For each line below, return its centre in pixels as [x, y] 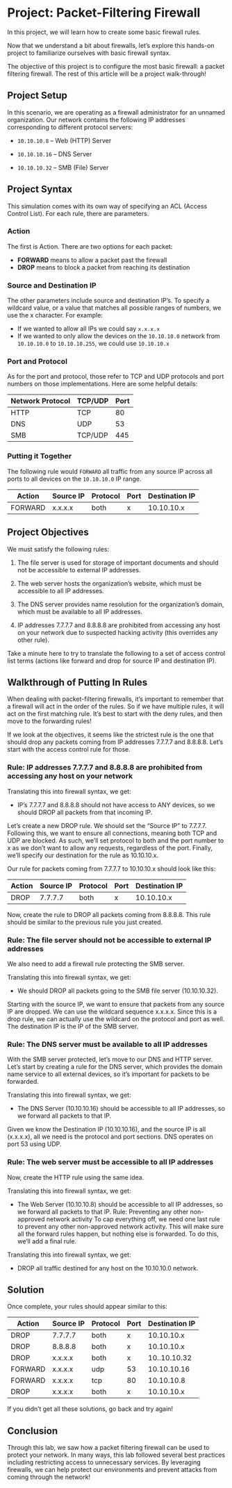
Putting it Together [40, 456]
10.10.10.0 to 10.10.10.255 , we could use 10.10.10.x [93, 344]
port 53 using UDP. [34, 1144]
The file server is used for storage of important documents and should [118, 562]
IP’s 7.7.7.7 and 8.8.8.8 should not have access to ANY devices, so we [116, 804]
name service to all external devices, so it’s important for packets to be [108, 1074]
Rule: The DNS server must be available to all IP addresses [108, 1044]
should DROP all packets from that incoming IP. [85, 812]
